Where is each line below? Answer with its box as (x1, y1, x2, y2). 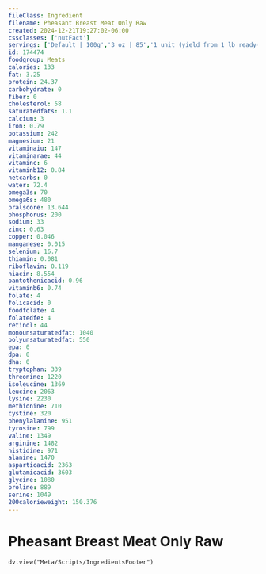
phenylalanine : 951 (8, 417, 73, 425)
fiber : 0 (8, 93, 37, 101)
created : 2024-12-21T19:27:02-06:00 (8, 26, 129, 34)
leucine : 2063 (8, 388, 55, 396)
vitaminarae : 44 (8, 151, 62, 159)
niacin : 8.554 (8, 270, 55, 277)
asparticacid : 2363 (8, 461, 73, 469)
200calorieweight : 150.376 (8, 498, 97, 506)
